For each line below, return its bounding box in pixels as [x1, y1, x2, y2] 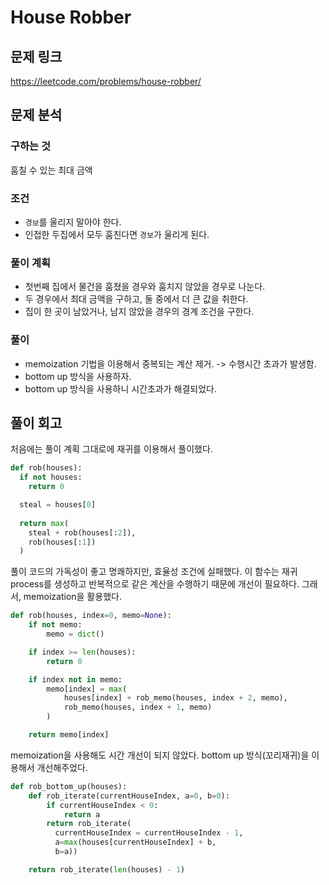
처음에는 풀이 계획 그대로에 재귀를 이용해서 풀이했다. [10, 443, 213, 455]
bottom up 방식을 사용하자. [24, 370, 132, 382]
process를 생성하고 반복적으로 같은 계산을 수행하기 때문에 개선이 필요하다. [10, 578, 300, 590]
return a [63, 809, 101, 820]
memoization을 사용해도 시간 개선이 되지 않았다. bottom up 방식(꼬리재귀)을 [10, 749, 310, 761]
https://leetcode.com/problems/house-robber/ [10, 76, 202, 87]
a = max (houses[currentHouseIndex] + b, [54, 837, 217, 848]
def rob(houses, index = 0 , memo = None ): [10, 611, 172, 621]
